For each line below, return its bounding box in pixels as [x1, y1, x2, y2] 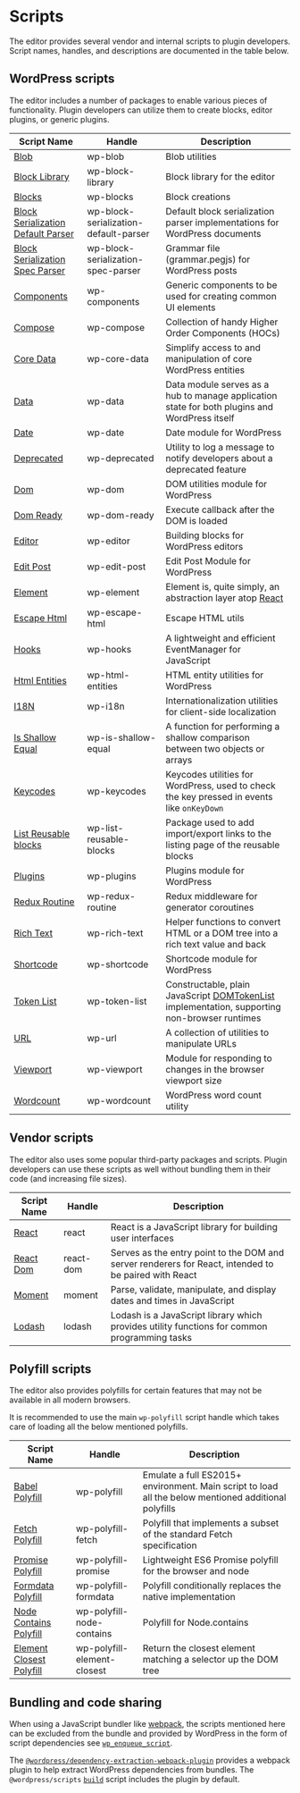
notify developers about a [165, 451, 273, 464]
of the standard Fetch [142, 1528, 233, 1541]
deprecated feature [165, 463, 247, 476]
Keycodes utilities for [165, 768, 254, 780]
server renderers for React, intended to [110, 1258, 274, 1270]
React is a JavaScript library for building [110, 1220, 279, 1233]
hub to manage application [165, 389, 278, 401]
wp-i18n [87, 700, 125, 712]
